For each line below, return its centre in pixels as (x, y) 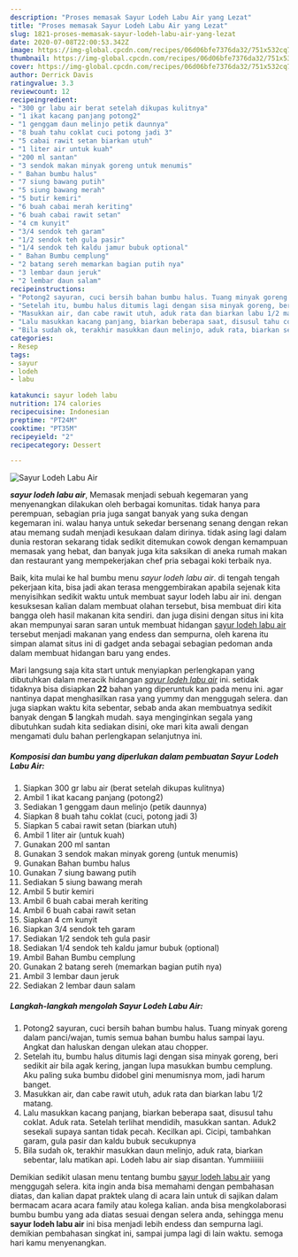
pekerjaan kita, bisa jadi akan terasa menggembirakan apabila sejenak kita (145, 587)
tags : (20, 355)
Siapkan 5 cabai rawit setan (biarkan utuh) (100, 826)
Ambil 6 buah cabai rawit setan (79, 910)
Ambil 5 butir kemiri (58, 891)
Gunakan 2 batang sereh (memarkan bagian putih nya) (122, 967)
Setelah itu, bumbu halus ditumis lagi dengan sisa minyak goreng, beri (150, 1056)
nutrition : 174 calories (56, 404)
